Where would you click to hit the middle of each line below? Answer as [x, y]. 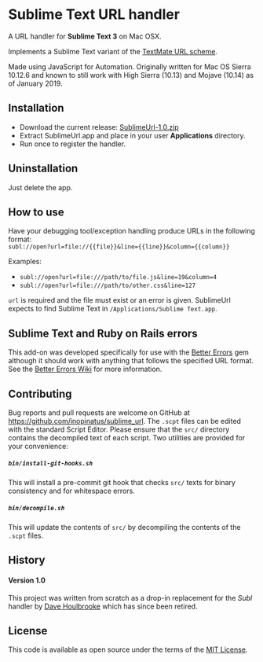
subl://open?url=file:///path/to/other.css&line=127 [108, 286]
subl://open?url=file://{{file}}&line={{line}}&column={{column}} [119, 247]
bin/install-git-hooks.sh [50, 463]
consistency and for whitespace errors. [71, 491]
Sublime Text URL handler [94, 15]
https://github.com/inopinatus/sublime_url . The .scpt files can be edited [125, 421]
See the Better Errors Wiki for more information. [85, 369]
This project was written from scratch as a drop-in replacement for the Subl [130, 598]
